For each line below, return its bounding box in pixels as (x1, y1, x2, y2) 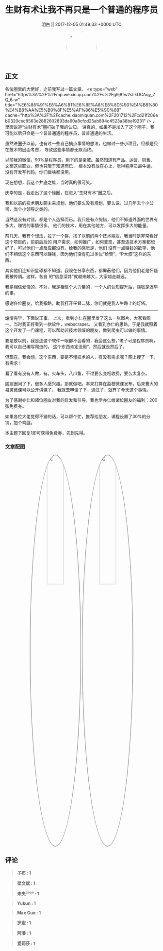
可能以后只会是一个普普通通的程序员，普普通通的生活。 (5, 130, 115, 136)
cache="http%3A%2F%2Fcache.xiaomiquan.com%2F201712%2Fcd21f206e (5, 112, 158, 118)
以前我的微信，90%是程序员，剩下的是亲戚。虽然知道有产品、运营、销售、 (5, 156, 155, 163)
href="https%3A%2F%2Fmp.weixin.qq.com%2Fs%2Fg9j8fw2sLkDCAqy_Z (5, 91, 156, 97)
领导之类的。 (26, 206, 52, 212)
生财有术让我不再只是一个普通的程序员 (5, 4, 159, 16)
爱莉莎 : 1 (16, 940, 35, 946)
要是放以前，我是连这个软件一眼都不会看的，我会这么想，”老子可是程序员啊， (5, 337, 158, 343)
